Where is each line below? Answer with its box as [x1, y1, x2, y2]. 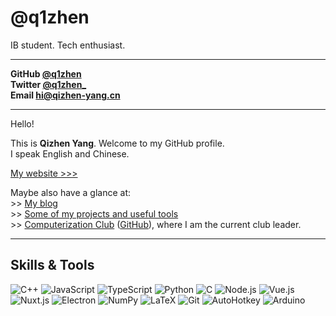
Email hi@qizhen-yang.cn [10, 89, 121, 101]
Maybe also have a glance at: [10, 186, 131, 198]
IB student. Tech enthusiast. [10, 39, 126, 51]
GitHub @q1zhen [10, 67, 82, 80]
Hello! [10, 117, 35, 130]
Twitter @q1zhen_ [10, 78, 87, 90]
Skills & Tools [10, 257, 95, 274]
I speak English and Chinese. [10, 147, 130, 160]
